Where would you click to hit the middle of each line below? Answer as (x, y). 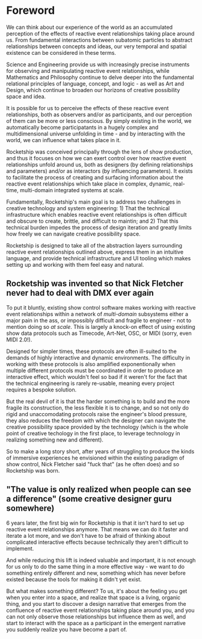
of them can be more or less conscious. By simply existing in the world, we (99, 120)
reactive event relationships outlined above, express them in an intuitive (95, 252)
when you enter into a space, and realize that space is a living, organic (93, 597)
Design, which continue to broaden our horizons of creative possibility (93, 90)
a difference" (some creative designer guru (89, 499)
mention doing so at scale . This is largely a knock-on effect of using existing (101, 326)
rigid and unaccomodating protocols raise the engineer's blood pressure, (97, 414)
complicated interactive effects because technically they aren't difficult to (97, 542)
